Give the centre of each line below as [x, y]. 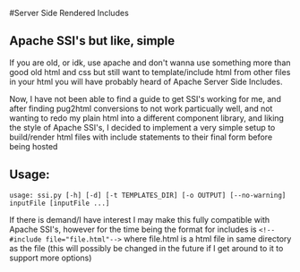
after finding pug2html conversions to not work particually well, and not [141, 108]
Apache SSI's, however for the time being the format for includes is [133, 229]
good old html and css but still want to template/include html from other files [150, 72]
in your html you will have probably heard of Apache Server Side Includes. [146, 81]
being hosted [34, 146]
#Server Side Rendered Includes [69, 13]
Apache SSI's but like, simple [92, 41]
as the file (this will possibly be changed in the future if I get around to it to [146, 248]
